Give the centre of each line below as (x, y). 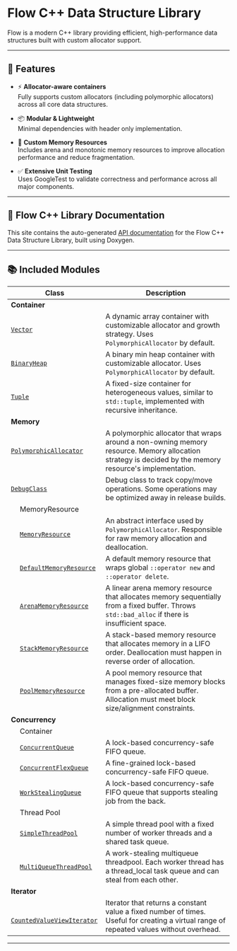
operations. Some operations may (161, 489)
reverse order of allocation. (150, 662)
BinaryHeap (29, 363)
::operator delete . (137, 577)
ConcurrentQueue (47, 748)
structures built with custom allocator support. (74, 40)
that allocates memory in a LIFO (158, 644)
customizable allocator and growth (163, 325)
